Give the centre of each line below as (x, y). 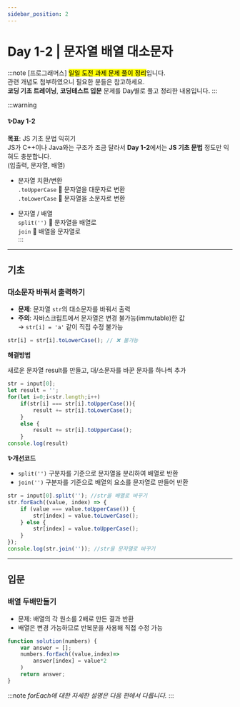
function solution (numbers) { (52, 641)
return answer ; (43, 675)
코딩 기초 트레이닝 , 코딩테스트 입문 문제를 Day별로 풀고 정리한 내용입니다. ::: (112, 91)
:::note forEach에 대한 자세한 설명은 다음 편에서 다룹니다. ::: (91, 695)
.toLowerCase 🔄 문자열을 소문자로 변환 (71, 198)
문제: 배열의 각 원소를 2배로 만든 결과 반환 (76, 618)
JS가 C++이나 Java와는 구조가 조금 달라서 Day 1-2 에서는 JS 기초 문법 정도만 (115, 147)
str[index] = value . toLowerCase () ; (86, 516)
